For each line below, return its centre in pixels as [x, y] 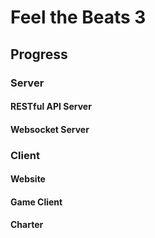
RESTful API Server [51, 107]
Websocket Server [50, 129]
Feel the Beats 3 [78, 17]
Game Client [36, 202]
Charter [27, 225]
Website [28, 179]
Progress [39, 54]
